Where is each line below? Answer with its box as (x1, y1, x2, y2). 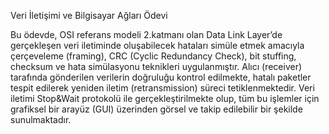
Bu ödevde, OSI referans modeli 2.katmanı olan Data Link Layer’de (10, 29, 283, 40)
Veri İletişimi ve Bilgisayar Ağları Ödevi (10, 10, 168, 21)
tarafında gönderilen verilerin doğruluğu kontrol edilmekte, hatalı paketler (10, 71, 312, 83)
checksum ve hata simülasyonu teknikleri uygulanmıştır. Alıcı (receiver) (10, 61, 303, 72)
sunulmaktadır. (10, 114, 72, 125)
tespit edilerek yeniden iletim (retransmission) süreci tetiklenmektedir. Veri (10, 82, 315, 94)
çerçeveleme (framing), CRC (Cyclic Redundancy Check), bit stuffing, (10, 50, 297, 62)
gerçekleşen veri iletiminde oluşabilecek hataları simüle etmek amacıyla (10, 40, 305, 51)
